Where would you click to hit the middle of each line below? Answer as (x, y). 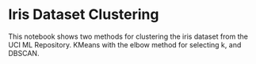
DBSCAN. (24, 53)
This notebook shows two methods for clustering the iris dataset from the (128, 36)
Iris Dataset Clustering (84, 15)
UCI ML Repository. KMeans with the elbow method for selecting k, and (125, 44)
